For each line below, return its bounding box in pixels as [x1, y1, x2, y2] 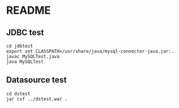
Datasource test [6, 75, 67, 85]
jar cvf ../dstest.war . [6, 96, 68, 102]
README [6, 4, 51, 17]
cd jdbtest [6, 43, 33, 49]
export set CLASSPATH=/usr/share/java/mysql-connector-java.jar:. [6, 48, 174, 54]
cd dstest [6, 91, 31, 97]
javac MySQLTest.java [6, 54, 60, 60]
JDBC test [6, 27, 45, 38]
